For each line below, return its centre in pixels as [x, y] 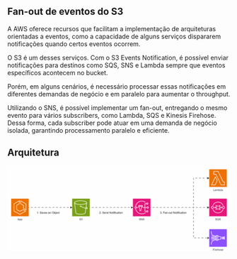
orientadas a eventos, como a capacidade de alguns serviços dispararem [114, 36]
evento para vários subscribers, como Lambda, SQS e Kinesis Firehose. [112, 115]
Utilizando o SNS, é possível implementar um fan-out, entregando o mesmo [117, 108]
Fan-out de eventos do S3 [65, 12]
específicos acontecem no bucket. [58, 72]
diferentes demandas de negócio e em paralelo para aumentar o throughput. [119, 94]
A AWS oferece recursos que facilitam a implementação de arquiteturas [112, 28]
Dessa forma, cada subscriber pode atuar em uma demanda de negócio [112, 123]
